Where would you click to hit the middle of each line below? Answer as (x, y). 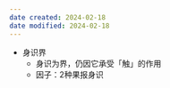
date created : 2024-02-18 (57, 17)
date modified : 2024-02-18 (59, 26)
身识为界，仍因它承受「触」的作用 (98, 63)
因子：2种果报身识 (70, 74)
